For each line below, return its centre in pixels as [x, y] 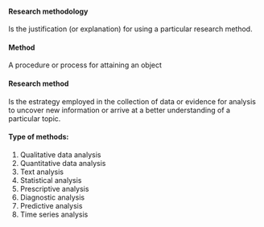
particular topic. [35, 118]
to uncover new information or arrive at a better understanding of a [120, 110]
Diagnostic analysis [52, 197]
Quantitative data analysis [63, 163]
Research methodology [48, 11]
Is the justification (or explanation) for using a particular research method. [130, 29]
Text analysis [42, 172]
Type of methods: [39, 137]
